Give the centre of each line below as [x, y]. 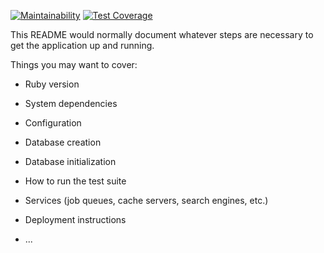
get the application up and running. [82, 45]
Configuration [53, 123]
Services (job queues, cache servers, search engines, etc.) [146, 200]
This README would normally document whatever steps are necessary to [162, 34]
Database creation [63, 142]
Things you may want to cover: [74, 64]
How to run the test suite [75, 181]
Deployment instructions [75, 219]
